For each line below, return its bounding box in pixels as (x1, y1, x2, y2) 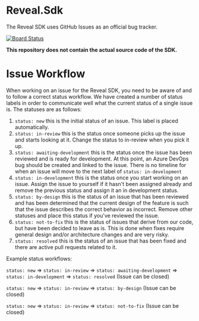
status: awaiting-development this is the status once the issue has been (14, 149, 192, 156)
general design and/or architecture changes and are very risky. (14, 231, 169, 238)
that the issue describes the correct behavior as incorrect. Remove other (14, 206, 193, 213)
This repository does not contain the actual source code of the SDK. (6, 46, 178, 53)
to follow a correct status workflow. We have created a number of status (6, 93, 183, 100)
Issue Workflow (6, 67, 86, 81)
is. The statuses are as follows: (6, 105, 82, 113)
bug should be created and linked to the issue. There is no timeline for (14, 161, 187, 168)
